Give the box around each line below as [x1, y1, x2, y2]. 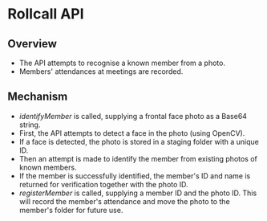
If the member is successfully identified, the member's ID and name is [18, 170, 251, 181]
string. [18, 120, 41, 129]
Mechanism [7, 90, 68, 104]
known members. [18, 162, 77, 172]
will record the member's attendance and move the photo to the [18, 196, 230, 206]
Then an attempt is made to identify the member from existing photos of [18, 153, 258, 163]
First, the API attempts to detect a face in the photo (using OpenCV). [18, 128, 245, 137]
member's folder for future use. [18, 205, 123, 215]
